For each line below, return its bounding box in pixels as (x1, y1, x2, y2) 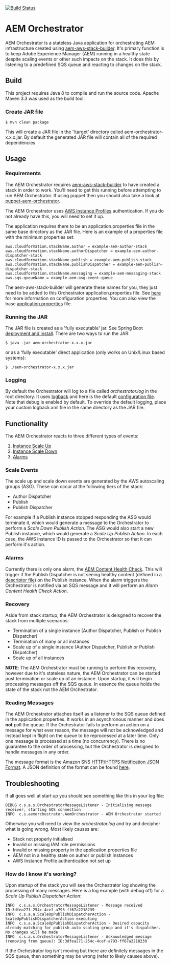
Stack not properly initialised (12, 836, 73, 842)
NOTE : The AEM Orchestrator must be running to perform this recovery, (5, 665, 157, 671)
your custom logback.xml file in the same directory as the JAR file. (5, 405, 145, 411)
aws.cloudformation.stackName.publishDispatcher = (5, 262, 115, 267)
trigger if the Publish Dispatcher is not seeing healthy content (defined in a (5, 571, 162, 577)
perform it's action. (5, 541, 46, 548)
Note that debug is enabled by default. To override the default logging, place (5, 399, 166, 405)
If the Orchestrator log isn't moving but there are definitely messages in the (5, 948, 163, 954)
